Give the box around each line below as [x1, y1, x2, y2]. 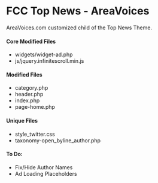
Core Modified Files [6, 38, 56, 45]
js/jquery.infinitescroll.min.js [14, 57, 84, 65]
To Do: [6, 151, 23, 158]
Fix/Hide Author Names [14, 163, 73, 171]
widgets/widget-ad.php [14, 51, 73, 58]
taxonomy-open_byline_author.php [14, 136, 101, 144]
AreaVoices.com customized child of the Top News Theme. [6, 24, 153, 31]
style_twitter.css [14, 130, 55, 138]
